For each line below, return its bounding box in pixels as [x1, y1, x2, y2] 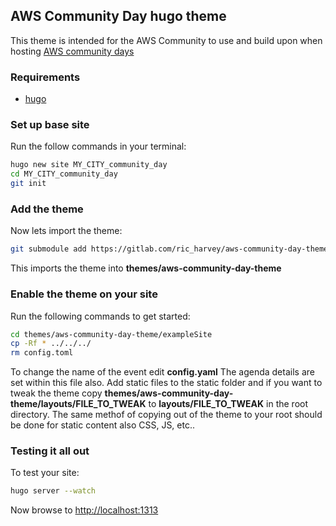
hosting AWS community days [10, 45, 135, 57]
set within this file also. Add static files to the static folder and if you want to [10, 377, 323, 389]
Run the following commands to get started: [10, 310, 191, 322]
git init [10, 179, 47, 189]
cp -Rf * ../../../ [10, 339, 92, 349]
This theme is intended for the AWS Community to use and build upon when [10, 34, 323, 46]
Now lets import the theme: [10, 225, 123, 237]
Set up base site [10, 118, 90, 132]
